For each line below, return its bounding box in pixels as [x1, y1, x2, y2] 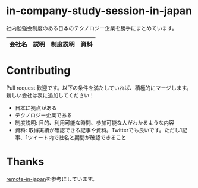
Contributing [6, 64, 71, 78]
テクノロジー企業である [14, 111, 73, 119]
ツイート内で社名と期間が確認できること [27, 133, 127, 141]
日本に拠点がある [14, 104, 57, 111]
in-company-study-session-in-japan [6, 4, 193, 18]
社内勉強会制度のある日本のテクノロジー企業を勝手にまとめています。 [6, 24, 177, 31]
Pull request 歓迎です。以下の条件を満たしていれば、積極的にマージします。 [6, 84, 192, 91]
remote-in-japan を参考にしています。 [6, 175, 98, 182]
